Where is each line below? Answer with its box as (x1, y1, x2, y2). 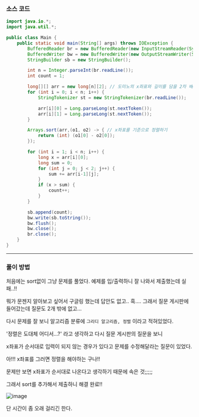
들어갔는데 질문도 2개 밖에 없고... (6, 305, 82, 312)
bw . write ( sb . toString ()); (27, 215, 92, 221)
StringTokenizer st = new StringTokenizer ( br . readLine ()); (37, 94, 187, 101)
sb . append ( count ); (27, 209, 73, 215)
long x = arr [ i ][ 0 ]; (37, 154, 89, 160)
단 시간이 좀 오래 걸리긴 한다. (6, 405, 73, 412)
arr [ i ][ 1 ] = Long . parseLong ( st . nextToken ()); (37, 111, 152, 117)
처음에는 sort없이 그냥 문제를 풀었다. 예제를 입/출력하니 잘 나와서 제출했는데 (6, 278, 181, 285)
